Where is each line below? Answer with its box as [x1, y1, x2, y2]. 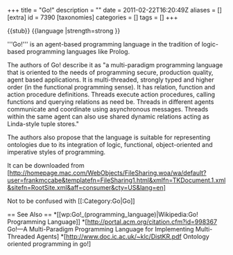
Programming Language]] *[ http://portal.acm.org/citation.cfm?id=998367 [7, 218, 217, 226]
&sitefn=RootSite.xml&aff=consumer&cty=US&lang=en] [7, 184, 166, 191]
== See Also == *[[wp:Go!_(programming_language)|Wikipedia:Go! [7, 211, 199, 218]
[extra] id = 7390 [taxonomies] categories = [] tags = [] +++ [7, 13, 178, 21]
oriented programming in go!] [7, 240, 92, 248]
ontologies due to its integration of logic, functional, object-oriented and [7, 141, 213, 148]
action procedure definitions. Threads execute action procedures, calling [7, 90, 216, 98]
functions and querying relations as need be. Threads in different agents [7, 98, 214, 106]
